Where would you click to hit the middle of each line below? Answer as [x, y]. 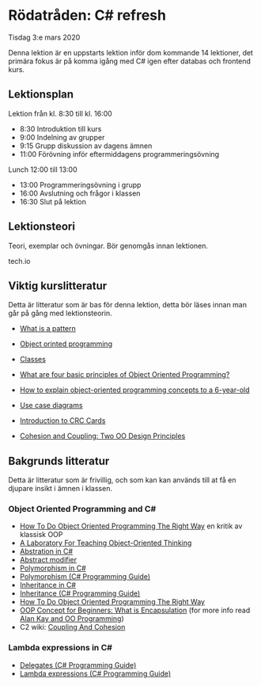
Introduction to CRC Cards [62, 421]
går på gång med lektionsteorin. [60, 313]
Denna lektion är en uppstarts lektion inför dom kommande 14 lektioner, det [130, 52]
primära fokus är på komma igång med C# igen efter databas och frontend [130, 61]
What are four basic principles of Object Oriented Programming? [125, 375]
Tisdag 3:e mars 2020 [44, 37]
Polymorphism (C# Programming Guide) [85, 577]
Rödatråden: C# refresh [87, 15]
